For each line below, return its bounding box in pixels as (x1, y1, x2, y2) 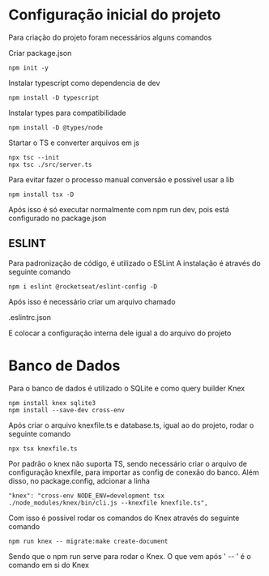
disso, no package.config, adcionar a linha (8, 476, 150, 485)
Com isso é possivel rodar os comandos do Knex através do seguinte (8, 513, 240, 523)
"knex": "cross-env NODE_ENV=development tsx (8, 492, 164, 500)
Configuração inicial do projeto (8, 6, 221, 24)
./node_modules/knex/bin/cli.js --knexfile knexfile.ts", (8, 498, 208, 507)
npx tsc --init (8, 153, 60, 161)
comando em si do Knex (8, 560, 89, 570)
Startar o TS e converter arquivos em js (8, 138, 140, 147)
